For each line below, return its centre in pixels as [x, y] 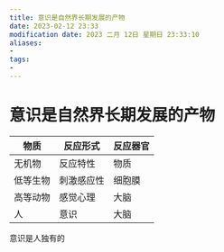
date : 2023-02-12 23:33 [54, 26]
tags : [19, 59]
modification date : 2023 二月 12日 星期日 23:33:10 [105, 34]
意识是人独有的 [37, 238]
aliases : [26, 43]
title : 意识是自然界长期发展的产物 [67, 18]
